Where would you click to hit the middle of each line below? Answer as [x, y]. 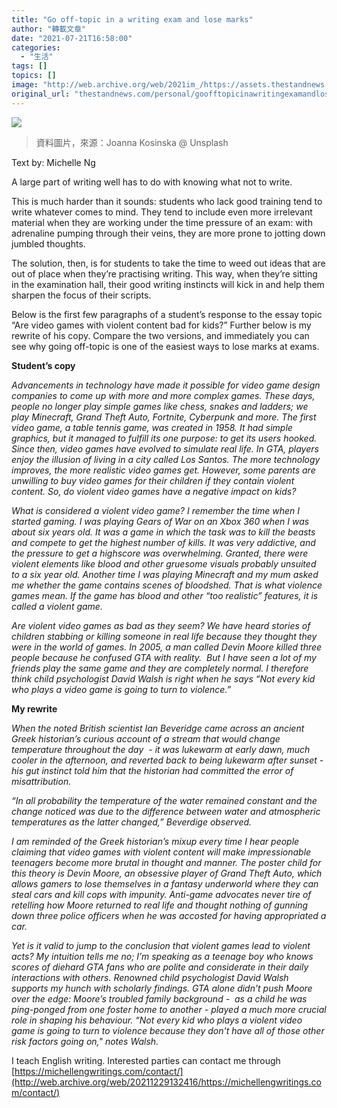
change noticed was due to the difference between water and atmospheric [166, 811]
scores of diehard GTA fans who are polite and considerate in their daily [160, 967]
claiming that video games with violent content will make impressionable [161, 852]
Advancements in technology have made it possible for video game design [166, 385]
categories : [36, 47]
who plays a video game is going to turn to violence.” [121, 689]
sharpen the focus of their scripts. [81, 295]
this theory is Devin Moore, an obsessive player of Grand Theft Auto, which [167, 873]
